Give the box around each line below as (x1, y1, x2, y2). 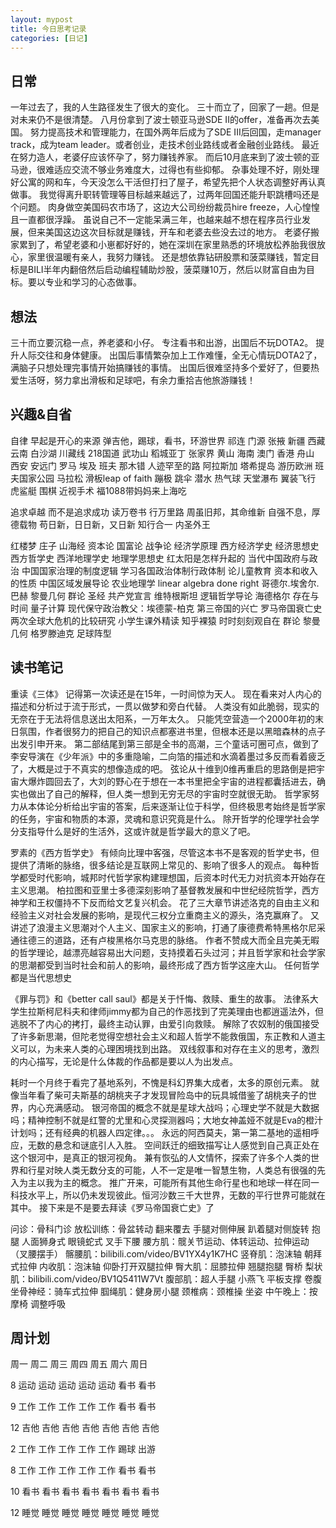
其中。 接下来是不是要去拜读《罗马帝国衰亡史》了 (10, 1201, 215, 1213)
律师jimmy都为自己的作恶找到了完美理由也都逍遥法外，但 (88, 1005, 324, 1017)
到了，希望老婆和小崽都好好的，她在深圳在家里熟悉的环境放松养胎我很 (27, 239, 317, 251)
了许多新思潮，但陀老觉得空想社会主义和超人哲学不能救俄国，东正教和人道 (10, 1030, 317, 1042)
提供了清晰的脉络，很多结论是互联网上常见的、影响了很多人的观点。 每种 (10, 859, 311, 871)
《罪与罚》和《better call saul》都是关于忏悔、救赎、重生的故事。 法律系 (10, 992, 310, 1005)
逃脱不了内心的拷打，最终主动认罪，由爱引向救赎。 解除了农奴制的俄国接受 (10, 1017, 320, 1030)
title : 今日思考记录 (10, 24, 87, 34)
